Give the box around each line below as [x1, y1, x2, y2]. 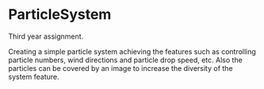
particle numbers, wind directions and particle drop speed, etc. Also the [8, 55, 243, 65]
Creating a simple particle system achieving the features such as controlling [8, 46, 256, 56]
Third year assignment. [8, 32, 84, 41]
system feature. [8, 72, 59, 81]
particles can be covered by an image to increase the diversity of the [8, 63, 233, 72]
